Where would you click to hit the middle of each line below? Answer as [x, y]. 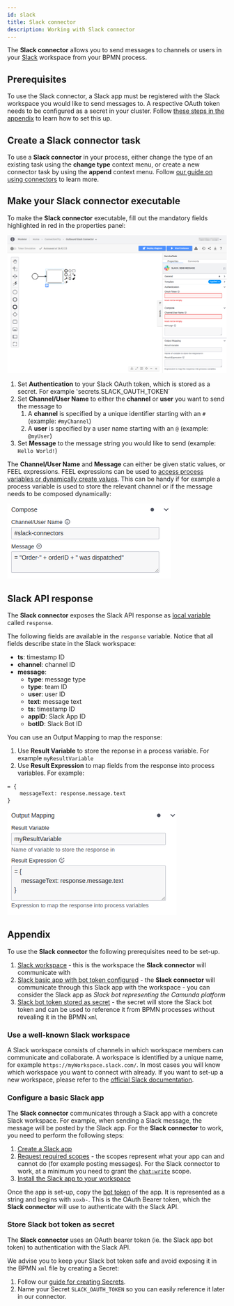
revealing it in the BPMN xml [57, 1017]
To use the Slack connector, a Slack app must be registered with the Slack [114, 96]
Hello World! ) [37, 451]
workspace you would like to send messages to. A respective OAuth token [114, 104]
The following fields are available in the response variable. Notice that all [110, 636]
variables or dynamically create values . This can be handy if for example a [114, 479]
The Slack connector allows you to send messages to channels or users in [115, 50]
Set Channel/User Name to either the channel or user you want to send [121, 399]
